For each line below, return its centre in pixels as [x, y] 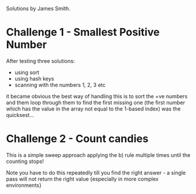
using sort [27, 72]
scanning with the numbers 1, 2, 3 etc [60, 85]
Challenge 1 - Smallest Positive [83, 32]
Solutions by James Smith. [38, 9]
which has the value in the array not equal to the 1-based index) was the [94, 109]
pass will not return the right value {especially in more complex [82, 179]
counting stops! [25, 161]
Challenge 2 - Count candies [77, 139]
